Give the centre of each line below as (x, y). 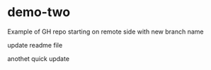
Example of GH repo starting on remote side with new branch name (105, 31)
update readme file (35, 45)
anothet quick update (38, 58)
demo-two (39, 12)
